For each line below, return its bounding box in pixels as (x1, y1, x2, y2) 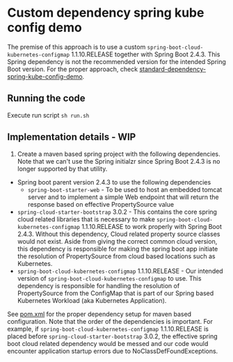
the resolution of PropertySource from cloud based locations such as (17, 252, 216, 260)
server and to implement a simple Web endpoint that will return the (27, 193, 219, 201)
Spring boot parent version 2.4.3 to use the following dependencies (17, 178, 211, 186)
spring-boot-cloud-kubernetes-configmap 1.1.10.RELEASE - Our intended (17, 267, 224, 275)
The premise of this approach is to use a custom (7, 42, 146, 51)
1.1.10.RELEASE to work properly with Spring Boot (81, 222, 223, 230)
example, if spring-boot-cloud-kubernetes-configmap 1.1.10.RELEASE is (7, 324, 209, 333)
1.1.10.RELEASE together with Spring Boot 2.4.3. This (71, 50, 220, 58)
